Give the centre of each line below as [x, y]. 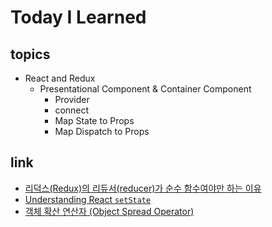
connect [72, 110]
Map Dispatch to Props [102, 131]
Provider [72, 99]
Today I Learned [78, 17]
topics [30, 54]
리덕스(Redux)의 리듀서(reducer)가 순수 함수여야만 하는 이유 [143, 188]
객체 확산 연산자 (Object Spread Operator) [109, 211]
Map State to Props [94, 120]
